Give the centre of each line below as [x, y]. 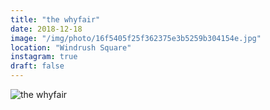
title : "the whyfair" [55, 19]
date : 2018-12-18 [46, 29]
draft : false [37, 66]
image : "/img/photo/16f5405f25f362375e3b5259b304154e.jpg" [136, 38]
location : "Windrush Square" [71, 47]
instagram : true [44, 57]
